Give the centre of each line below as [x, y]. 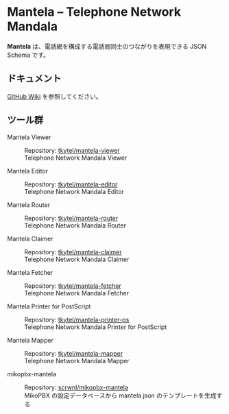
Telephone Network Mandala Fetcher [76, 293]
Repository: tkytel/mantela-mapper [74, 353]
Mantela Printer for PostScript [49, 306]
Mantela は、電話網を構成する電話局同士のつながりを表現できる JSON [107, 46]
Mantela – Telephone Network [94, 12]
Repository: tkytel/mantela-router [71, 218]
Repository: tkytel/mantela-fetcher [73, 286]
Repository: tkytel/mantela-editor [71, 184]
